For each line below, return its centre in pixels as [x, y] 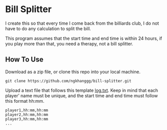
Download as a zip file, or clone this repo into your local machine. [73, 72]
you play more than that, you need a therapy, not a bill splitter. [69, 43]
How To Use [24, 60]
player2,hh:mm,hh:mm [27, 114]
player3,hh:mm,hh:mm [27, 119]
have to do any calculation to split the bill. [48, 28]
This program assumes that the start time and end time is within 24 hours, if [84, 38]
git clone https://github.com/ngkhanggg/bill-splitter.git [68, 81]
